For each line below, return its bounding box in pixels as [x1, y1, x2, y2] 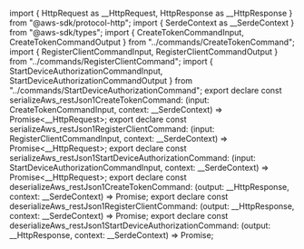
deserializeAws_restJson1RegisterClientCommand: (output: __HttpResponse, [9, 201, 295, 212]
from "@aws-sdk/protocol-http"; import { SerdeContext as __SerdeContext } [9, 17, 295, 28]
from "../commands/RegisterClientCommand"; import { [9, 56, 213, 66]
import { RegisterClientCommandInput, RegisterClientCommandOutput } [9, 46, 279, 57]
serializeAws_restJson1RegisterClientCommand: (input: [9, 124, 215, 134]
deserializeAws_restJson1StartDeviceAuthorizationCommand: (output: [9, 220, 270, 231]
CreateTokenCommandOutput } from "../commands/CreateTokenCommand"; [9, 36, 295, 47]
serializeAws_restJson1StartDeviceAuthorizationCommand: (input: [9, 153, 256, 163]
